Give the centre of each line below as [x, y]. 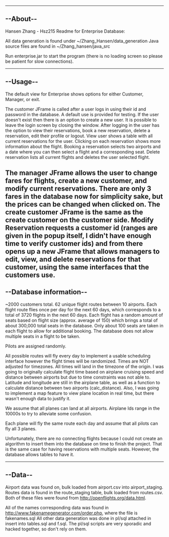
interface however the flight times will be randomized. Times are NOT [77, 361]
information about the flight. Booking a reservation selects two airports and [83, 146]
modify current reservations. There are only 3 [78, 189]
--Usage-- [22, 82]
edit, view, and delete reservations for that [73, 259]
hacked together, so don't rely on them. [46, 529]
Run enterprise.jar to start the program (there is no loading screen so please [84, 56]
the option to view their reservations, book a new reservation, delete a [78, 130]
